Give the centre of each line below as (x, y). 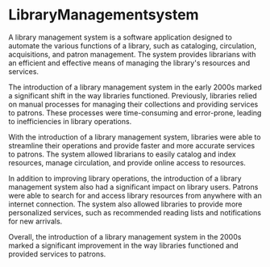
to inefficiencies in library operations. (70, 121)
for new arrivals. (35, 221)
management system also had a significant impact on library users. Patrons (133, 186)
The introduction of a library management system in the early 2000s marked (135, 87)
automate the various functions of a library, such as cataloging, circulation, (133, 45)
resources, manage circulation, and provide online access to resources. (127, 162)
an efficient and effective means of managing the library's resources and (129, 63)
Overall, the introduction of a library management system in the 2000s (125, 236)
